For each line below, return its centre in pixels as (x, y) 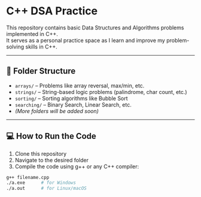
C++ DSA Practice (52, 11)
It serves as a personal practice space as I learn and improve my (86, 40)
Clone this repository (41, 153)
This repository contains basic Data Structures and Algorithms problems (95, 28)
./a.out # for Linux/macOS (46, 189)
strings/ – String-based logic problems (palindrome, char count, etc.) (101, 92)
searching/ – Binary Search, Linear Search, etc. (73, 104)
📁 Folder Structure (41, 71)
